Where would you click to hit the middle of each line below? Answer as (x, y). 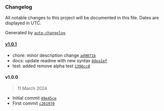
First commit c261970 (33, 103)
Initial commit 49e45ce (34, 98)
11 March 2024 (32, 88)
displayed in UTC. (23, 23)
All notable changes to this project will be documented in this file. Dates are (82, 18)
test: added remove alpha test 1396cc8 (51, 66)
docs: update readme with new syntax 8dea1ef (60, 60)
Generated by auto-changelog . (36, 33)
